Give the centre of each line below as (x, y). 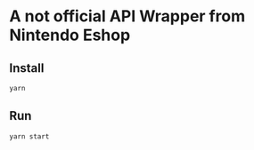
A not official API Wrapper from (127, 16)
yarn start (29, 136)
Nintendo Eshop (70, 35)
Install (27, 68)
